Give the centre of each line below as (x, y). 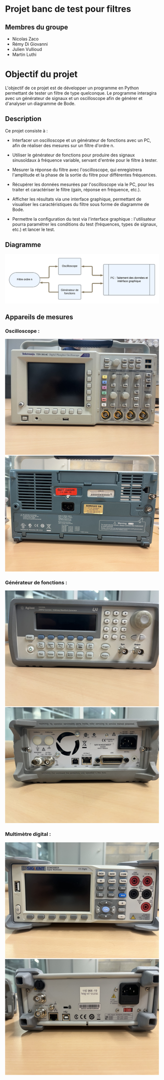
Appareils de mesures (39, 317)
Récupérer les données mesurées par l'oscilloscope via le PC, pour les (83, 184)
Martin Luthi (24, 54)
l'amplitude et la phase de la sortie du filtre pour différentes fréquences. (84, 175)
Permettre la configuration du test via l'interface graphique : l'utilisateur (84, 219)
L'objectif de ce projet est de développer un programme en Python (72, 88)
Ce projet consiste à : (26, 130)
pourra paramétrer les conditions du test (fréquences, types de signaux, (85, 224)
